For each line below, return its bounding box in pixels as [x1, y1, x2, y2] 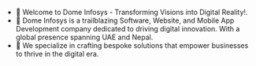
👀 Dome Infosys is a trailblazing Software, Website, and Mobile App [15, 16, 235, 25]
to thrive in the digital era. [15, 49, 99, 58]
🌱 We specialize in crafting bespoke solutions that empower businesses [15, 41, 249, 50]
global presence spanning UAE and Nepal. [15, 32, 154, 42]
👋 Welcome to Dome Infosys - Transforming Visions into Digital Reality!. [15, 8, 248, 16]
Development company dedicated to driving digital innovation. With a [15, 24, 240, 33]
